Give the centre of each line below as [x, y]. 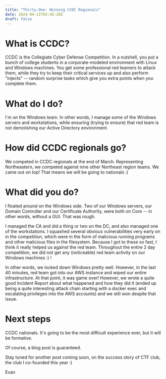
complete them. [21, 84]
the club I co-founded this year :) [39, 363]
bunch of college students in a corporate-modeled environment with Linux [81, 63]
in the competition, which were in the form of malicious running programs [80, 237]
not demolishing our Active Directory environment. [56, 128]
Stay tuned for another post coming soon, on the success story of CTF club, [83, 357]
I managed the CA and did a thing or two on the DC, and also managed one [82, 226]
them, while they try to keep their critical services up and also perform [77, 73]
